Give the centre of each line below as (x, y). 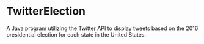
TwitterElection (46, 11)
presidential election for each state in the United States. (76, 34)
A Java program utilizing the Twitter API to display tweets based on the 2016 (102, 28)
